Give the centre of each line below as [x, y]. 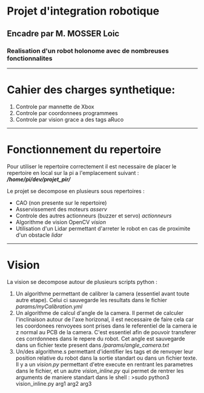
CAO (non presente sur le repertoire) [61, 203]
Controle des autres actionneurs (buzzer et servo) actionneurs [94, 216]
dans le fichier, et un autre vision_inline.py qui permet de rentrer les [100, 371]
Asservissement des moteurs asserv [61, 209]
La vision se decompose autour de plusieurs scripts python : [82, 282]
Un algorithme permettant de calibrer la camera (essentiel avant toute [102, 293]
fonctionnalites [30, 58]
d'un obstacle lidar [39, 235]
